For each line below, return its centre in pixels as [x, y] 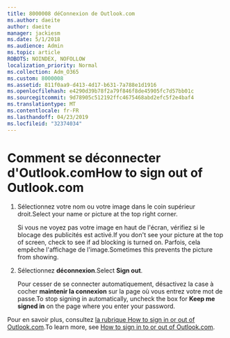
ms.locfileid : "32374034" [44, 123]
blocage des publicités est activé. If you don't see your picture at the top [120, 235]
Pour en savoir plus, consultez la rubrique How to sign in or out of [101, 320]
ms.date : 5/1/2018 [34, 40]
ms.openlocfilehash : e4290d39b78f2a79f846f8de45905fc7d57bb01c [101, 91]
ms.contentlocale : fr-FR [43, 111]
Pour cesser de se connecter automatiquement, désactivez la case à [115, 284]
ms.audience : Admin [35, 46]
